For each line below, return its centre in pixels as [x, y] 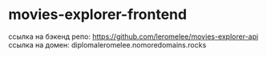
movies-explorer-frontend [97, 15]
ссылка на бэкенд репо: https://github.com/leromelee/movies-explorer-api [133, 36]
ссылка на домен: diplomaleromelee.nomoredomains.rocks [107, 44]
